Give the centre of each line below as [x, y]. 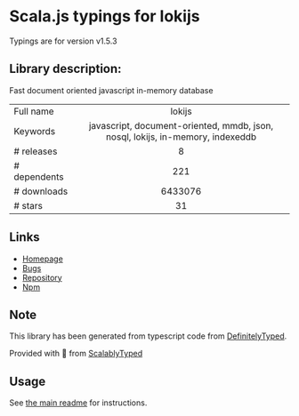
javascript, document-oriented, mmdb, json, [181, 125]
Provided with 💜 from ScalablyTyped [76, 354]
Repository [42, 277]
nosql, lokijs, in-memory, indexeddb [181, 137]
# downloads [41, 191]
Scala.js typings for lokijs [105, 16]
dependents [39, 177]
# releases [36, 151]
